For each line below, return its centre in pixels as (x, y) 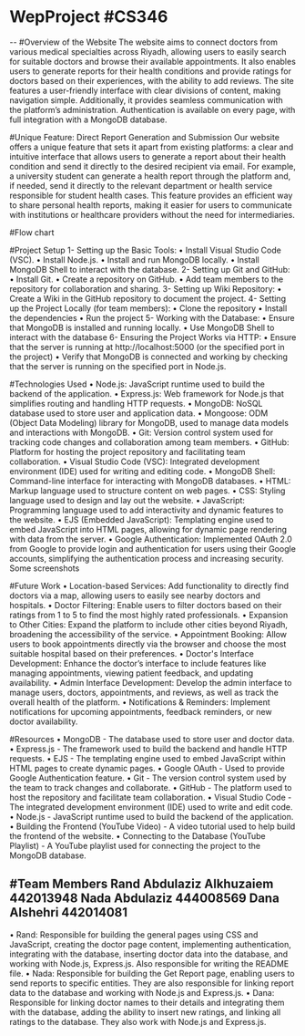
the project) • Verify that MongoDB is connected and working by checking (149, 357)
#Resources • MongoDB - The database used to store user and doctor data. (152, 739)
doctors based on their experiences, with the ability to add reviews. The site (152, 80)
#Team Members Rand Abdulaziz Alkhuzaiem (142, 884)
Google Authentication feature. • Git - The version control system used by (148, 778)
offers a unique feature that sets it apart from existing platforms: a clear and (152, 147)
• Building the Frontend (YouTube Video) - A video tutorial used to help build (152, 826)
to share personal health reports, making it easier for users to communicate (151, 205)
